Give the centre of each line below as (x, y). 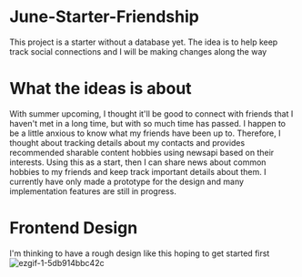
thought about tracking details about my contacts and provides (127, 142)
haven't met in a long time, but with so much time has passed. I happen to (148, 123)
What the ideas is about (101, 89)
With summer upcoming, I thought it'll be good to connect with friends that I (151, 113)
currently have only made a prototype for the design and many (126, 181)
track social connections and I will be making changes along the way (138, 51)
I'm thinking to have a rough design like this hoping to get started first (140, 253)
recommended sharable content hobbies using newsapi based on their (142, 152)
